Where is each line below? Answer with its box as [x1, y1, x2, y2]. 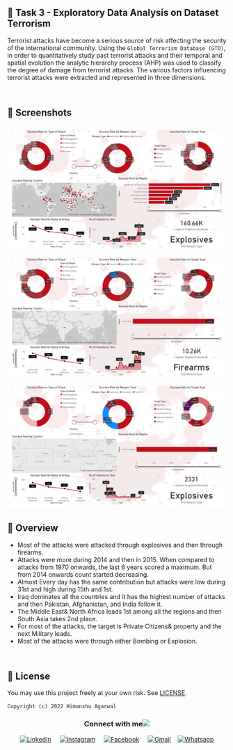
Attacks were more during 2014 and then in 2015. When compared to [17, 555, 215, 564]
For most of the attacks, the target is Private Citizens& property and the [17, 622, 223, 630]
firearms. [17, 548, 44, 557]
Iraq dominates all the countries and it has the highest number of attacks [17, 592, 226, 600]
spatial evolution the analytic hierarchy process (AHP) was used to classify [7, 58, 221, 67]
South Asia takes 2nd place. [17, 614, 98, 623]
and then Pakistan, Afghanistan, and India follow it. [17, 600, 163, 608]
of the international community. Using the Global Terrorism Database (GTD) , [7, 43, 226, 52]
